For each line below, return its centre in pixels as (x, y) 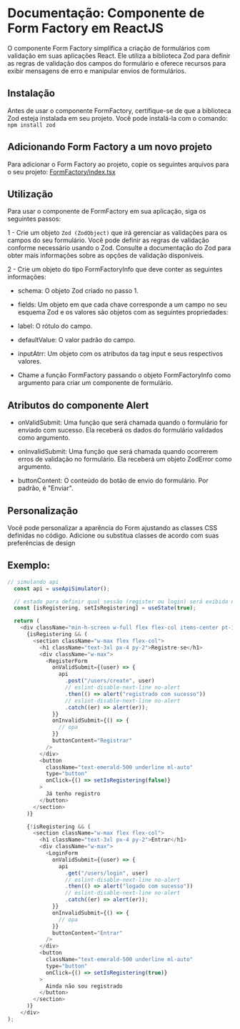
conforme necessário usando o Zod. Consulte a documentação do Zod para (119, 248)
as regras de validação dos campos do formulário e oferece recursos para (117, 63)
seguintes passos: (34, 219)
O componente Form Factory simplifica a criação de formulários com (109, 48)
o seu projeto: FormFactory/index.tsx (61, 171)
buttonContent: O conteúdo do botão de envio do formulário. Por (113, 481)
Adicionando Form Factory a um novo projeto (110, 147)
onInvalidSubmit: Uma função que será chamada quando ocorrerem (117, 452)
